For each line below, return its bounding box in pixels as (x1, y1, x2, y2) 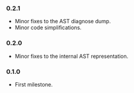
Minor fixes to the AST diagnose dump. (14, 18, 111, 25)
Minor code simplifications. (14, 24, 82, 31)
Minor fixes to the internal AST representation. (14, 52, 129, 60)
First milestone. (14, 80, 53, 88)
